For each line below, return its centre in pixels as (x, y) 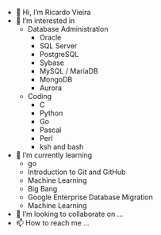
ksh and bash (61, 147)
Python (51, 113)
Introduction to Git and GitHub (77, 172)
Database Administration (68, 29)
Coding (40, 96)
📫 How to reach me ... (52, 223)
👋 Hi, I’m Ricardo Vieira (53, 12)
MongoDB (56, 80)
